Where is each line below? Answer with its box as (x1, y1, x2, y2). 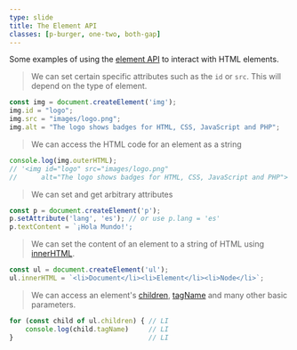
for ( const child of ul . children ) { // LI (9, 316, 169, 325)
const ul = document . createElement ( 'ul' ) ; (9, 265, 169, 274)
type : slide (9, 12, 53, 22)
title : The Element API (9, 21, 98, 30)
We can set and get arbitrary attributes (30, 189, 173, 199)
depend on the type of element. (30, 81, 148, 92)
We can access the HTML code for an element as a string (30, 139, 242, 150)
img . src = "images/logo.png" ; (9, 115, 122, 124)
